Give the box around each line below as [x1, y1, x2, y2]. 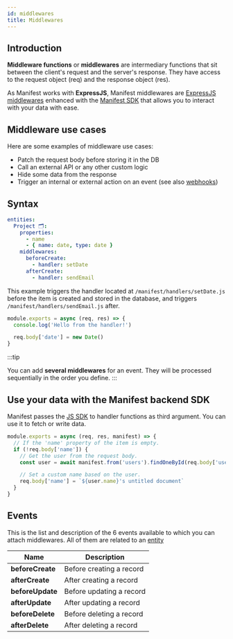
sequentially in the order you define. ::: [7, 374, 118, 382]
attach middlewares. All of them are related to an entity [7, 536, 164, 544]
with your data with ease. [7, 103, 80, 112]
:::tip [7, 353, 20, 361]
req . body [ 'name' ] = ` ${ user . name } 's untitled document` [19, 478, 185, 485]
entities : [7, 216, 36, 223]
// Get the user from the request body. [19, 452, 138, 459]
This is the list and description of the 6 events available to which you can [7, 528, 215, 536]
